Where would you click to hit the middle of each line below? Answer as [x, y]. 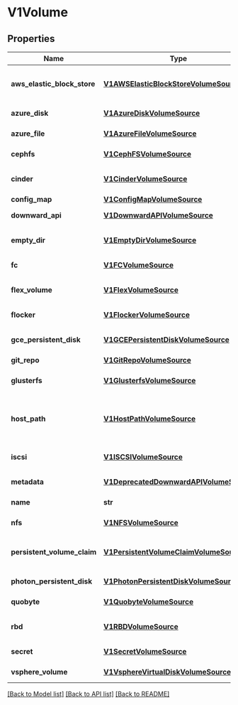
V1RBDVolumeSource [141, 626]
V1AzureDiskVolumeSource [152, 113]
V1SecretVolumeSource [145, 651]
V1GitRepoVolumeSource [147, 360]
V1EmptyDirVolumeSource [150, 240]
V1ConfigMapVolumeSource [153, 199]
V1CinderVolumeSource [145, 179]
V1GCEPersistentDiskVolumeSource [166, 340]
